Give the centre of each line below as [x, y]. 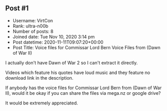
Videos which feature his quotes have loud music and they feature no [78, 72]
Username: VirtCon [33, 20]
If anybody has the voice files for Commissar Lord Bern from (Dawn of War [83, 88]
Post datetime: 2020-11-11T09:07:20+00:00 [58, 42]
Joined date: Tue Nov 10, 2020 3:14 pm [54, 36]
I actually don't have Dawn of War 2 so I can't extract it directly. [72, 62]
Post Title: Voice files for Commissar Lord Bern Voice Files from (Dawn [87, 47]
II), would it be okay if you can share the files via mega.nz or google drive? [83, 93]
